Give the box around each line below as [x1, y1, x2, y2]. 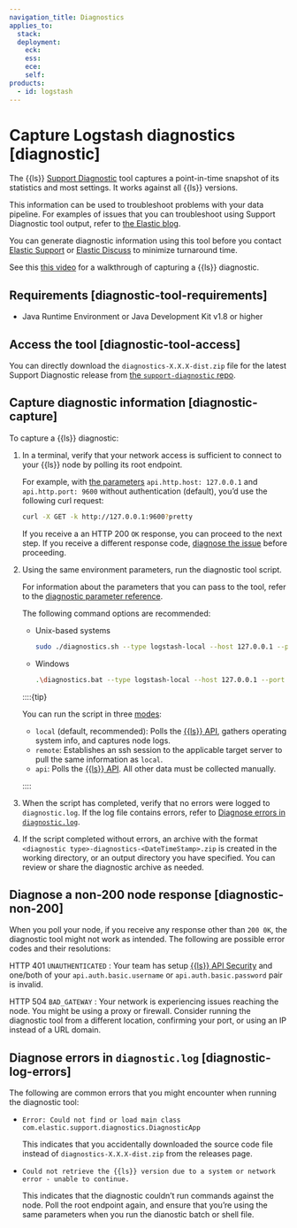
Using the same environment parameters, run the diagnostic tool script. [21, 564, 283, 575]
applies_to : [9, 21, 53, 30]
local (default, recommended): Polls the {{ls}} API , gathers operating [34, 725, 287, 736]
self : [25, 71, 46, 80]
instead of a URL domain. [9, 1025, 102, 1035]
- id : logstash [17, 87, 73, 96]
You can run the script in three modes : [21, 709, 162, 719]
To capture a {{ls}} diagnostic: [9, 433, 119, 443]
